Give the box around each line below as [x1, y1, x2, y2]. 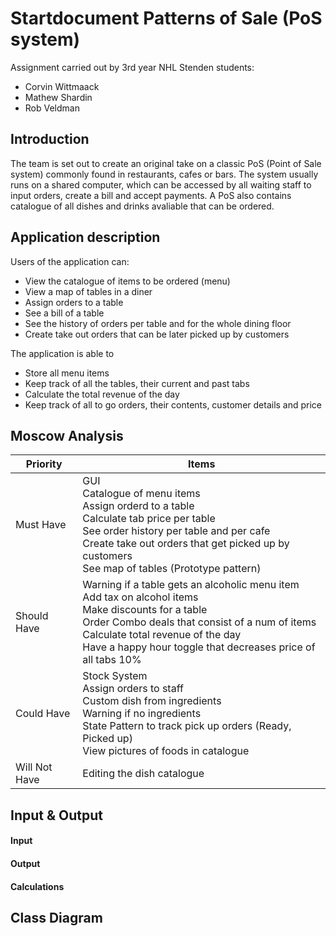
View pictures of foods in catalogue [82, 744, 250, 758]
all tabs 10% [82, 653, 142, 667]
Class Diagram [10, 909, 103, 926]
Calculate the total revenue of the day [24, 388, 180, 400]
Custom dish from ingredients [82, 694, 222, 708]
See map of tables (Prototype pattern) [82, 562, 262, 576]
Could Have [15, 707, 71, 721]
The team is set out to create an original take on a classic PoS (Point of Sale [10, 157, 322, 169]
